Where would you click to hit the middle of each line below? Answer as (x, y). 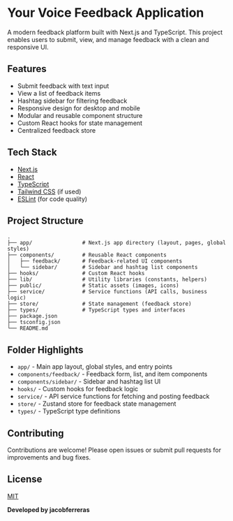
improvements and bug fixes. (49, 457)
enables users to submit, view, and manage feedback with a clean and (108, 39)
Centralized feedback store (57, 130)
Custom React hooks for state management (80, 123)
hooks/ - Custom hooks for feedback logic (78, 389)
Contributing (36, 433)
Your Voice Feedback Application (106, 13)
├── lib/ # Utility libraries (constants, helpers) (107, 280)
